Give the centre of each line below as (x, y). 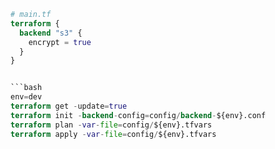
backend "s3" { (51, 33)
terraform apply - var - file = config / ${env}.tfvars (113, 134)
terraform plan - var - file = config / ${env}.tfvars (111, 125)
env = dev (26, 97)
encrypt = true (60, 42)
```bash (26, 88)
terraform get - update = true (69, 106)
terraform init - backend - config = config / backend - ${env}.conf (138, 115)
